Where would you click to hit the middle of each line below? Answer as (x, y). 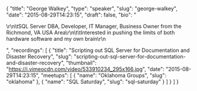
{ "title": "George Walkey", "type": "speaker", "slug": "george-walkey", (92, 9)
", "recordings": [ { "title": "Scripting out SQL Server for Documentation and (98, 50)
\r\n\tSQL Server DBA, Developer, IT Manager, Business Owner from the (94, 26)
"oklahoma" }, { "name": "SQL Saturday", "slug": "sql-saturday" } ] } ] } (93, 82)
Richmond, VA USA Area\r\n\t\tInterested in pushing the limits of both (90, 32)
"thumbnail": (81, 63)
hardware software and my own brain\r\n (56, 39)
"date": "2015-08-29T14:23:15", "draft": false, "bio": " (71, 15)
